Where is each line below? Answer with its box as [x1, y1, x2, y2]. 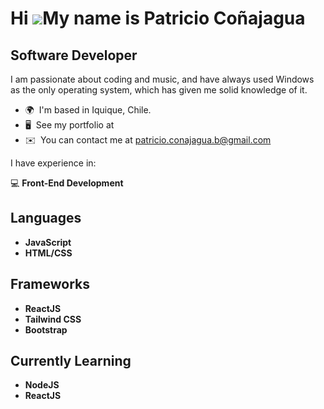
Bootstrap [24, 323, 68, 336]
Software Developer [10, 47, 138, 64]
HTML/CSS [24, 247, 73, 259]
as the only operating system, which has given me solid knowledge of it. [10, 84, 308, 96]
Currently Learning [10, 353, 132, 370]
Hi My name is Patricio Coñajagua [10, 7, 306, 30]
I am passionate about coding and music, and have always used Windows [10, 73, 315, 85]
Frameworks [10, 276, 91, 293]
